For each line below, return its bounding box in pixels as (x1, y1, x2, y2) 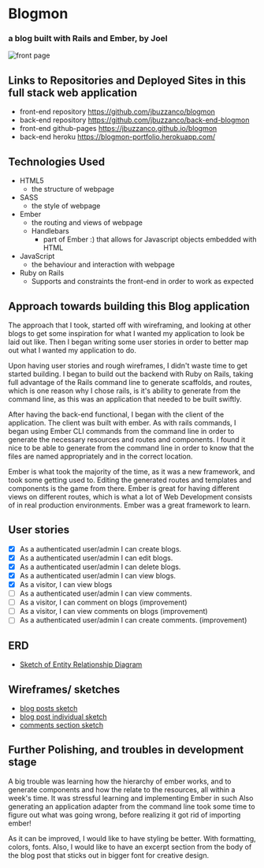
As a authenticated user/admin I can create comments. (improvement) (19, 615, 247, 625)
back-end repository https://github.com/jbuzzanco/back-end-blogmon (19, 115, 250, 125)
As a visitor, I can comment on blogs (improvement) (19, 597, 188, 608)
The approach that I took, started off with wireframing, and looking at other (8, 320, 251, 330)
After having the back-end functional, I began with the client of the (8, 410, 225, 419)
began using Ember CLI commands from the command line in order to (8, 426, 235, 436)
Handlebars (31, 226, 69, 236)
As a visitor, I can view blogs (19, 579, 113, 589)
